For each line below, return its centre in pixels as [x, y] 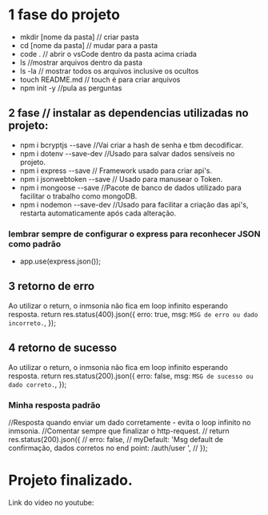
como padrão [35, 243]
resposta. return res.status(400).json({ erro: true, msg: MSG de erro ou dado [133, 314]
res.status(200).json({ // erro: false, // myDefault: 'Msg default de [116, 439]
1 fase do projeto [64, 15]
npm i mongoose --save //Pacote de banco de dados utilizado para [130, 187]
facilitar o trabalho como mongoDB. [78, 196]
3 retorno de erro [51, 286]
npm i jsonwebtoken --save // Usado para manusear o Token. [121, 179]
